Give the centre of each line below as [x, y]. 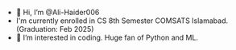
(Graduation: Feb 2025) [55, 29]
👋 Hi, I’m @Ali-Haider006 [58, 12]
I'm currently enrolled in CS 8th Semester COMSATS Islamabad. [122, 21]
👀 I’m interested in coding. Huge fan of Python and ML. [107, 37]
